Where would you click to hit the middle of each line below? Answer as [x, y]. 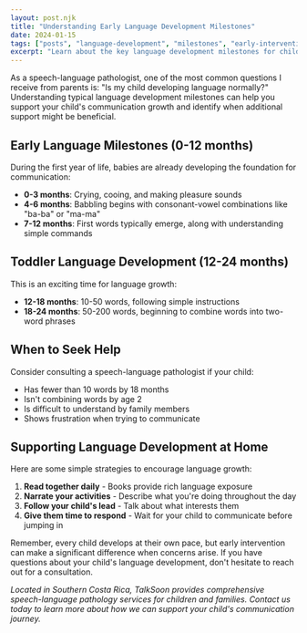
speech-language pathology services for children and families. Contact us [150, 599]
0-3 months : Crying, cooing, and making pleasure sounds [133, 194]
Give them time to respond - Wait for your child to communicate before [158, 515]
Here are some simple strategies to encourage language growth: [131, 469]
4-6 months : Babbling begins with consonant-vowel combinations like [155, 204]
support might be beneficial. [63, 117]
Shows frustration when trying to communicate [112, 418]
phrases [60, 321]
